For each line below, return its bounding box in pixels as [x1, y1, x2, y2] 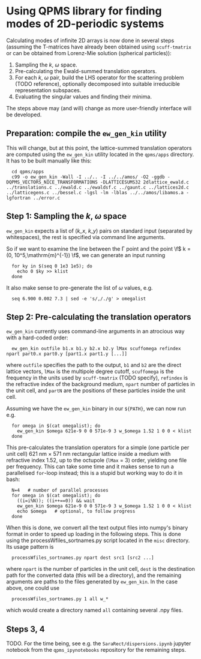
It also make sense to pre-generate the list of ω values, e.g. [6, 284, 153, 291]
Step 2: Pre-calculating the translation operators [6, 312, 191, 322]
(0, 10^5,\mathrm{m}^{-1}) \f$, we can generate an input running [6, 251, 166, 258]
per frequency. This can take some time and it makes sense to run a [6, 463, 174, 470]
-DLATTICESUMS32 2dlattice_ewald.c [100, 179, 189, 185]
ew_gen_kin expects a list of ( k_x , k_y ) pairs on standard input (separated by [6, 227, 193, 234]
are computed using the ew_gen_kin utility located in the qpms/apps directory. [6, 151, 194, 158]
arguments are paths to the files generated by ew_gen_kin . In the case [6, 578, 178, 585]
